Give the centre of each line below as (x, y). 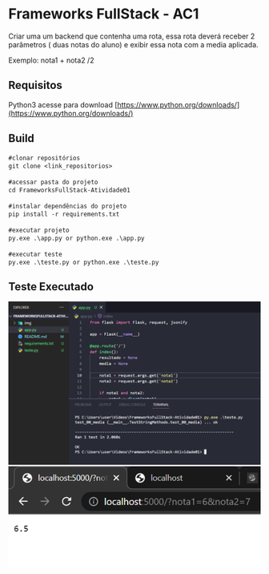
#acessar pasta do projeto (53, 182)
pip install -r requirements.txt (64, 214)
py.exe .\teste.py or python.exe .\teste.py (84, 262)
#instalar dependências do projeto (68, 206)
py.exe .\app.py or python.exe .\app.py (77, 238)
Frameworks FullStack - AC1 (104, 14)
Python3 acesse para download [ (63, 104)
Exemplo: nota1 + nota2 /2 (51, 60)
